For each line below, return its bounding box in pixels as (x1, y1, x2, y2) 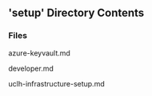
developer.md (8, 63, 54, 73)
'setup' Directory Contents (8, 6, 145, 20)
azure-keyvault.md (8, 48, 70, 58)
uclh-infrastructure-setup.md (8, 79, 106, 88)
